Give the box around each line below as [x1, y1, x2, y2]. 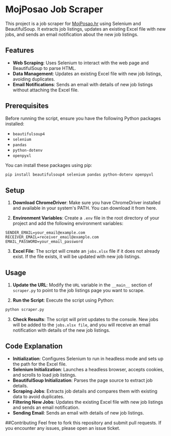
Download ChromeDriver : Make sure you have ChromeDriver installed [12, 200, 161, 206]
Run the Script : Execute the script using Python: [12, 297, 115, 303]
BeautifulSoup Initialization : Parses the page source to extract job [12, 377, 153, 383]
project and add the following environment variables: [12, 221, 124, 227]
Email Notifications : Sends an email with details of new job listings [12, 81, 153, 87]
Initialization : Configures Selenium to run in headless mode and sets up [12, 355, 164, 361]
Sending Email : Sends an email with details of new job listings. [12, 409, 144, 416]
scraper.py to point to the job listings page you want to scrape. [12, 287, 145, 294]
